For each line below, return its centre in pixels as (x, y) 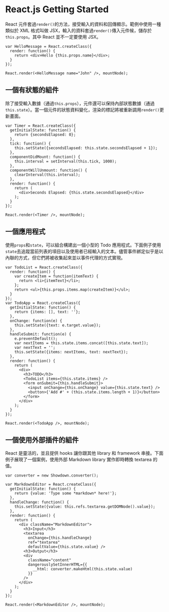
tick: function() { (30, 144)
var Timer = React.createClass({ (41, 126)
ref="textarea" (44, 543)
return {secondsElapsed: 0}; (45, 134)
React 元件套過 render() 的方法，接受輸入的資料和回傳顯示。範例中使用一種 (83, 24)
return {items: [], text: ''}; (47, 312)
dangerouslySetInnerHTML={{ (57, 565)
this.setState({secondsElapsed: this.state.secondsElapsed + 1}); (86, 148)
